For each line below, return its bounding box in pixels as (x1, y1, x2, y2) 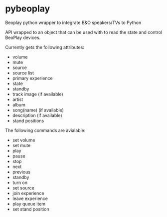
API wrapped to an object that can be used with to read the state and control (5, 29, 163, 35)
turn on (12, 179, 28, 185)
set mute (12, 142, 31, 148)
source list (12, 69, 34, 75)
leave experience (12, 195, 48, 201)
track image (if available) (12, 91, 63, 97)
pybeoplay (5, 3, 50, 14)
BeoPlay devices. (5, 34, 41, 40)
